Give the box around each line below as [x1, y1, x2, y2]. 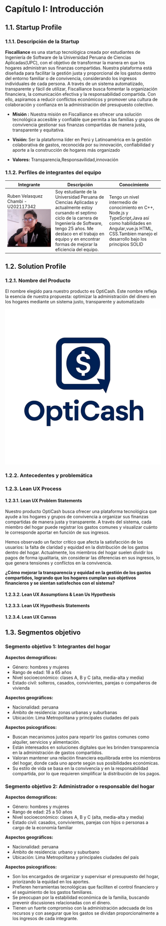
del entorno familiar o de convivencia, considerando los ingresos [5, 75, 137, 81]
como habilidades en [109, 220, 152, 226]
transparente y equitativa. [12, 127, 65, 133]
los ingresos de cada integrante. [12, 915, 78, 921]
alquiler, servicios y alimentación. [12, 739, 81, 745]
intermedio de [109, 199, 137, 205]
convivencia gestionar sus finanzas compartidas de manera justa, [12, 122, 146, 127]
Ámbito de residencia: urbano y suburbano [12, 849, 100, 855]
